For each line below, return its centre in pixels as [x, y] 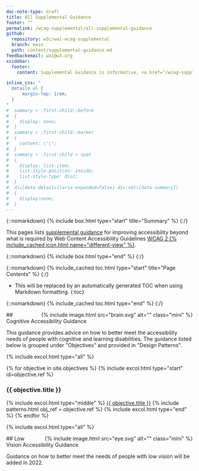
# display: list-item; [38, 166]
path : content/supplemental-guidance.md [62, 50]
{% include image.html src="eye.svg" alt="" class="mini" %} [119, 438]
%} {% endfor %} [28, 415]
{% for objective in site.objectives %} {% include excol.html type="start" [95, 369]
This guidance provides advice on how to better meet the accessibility [92, 333]
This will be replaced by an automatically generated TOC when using [99, 286]
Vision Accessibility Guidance [42, 444]
